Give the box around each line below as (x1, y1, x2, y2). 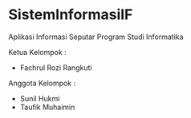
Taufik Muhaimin (19, 102, 75, 112)
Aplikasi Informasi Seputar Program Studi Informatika (8, 32, 184, 41)
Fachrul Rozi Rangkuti (19, 62, 92, 73)
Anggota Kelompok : (8, 78, 76, 88)
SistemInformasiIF (8, 6, 133, 24)
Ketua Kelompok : (8, 47, 67, 57)
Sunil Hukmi (19, 93, 60, 103)
